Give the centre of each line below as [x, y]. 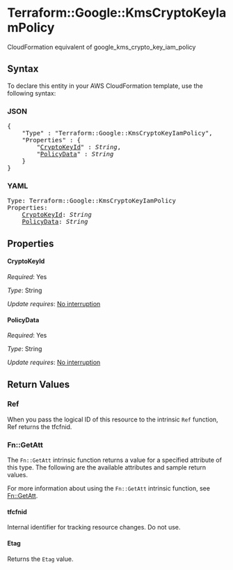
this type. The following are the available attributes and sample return [107, 467]
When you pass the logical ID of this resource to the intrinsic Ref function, [113, 419]
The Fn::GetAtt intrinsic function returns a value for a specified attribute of [115, 460]
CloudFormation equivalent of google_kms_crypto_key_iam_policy [102, 47]
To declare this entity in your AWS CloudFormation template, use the [105, 86]
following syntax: [32, 93]
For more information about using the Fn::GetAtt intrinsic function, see [109, 488]
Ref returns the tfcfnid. [40, 426]
